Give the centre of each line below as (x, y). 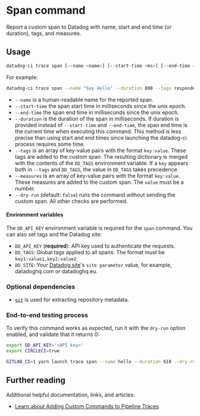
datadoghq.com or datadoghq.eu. (56, 271)
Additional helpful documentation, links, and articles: (71, 395)
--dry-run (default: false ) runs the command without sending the (95, 195)
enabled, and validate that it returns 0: (53, 334)
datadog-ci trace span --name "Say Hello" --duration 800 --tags (89, 88)
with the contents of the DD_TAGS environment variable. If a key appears (101, 163)
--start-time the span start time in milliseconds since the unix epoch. (100, 106)
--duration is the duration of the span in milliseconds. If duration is (97, 118)
